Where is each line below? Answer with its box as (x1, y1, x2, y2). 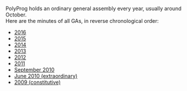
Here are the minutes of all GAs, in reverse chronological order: (5, 18, 159, 24)
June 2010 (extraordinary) (14, 73, 78, 79)
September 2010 (14, 66, 55, 73)
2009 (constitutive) (14, 79, 61, 86)
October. (5, 11, 27, 18)
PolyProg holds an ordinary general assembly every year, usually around (5, 5, 182, 12)
